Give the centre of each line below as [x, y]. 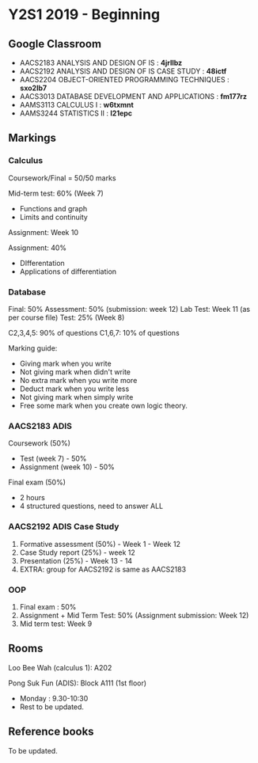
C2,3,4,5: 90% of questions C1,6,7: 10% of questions [94, 332]
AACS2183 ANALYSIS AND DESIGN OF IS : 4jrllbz [101, 63]
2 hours [32, 498]
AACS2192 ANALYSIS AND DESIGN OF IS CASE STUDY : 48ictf [123, 71]
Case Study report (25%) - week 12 [78, 552]
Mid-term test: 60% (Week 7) [56, 193]
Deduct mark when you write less [74, 389]
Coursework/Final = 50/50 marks [62, 178]
